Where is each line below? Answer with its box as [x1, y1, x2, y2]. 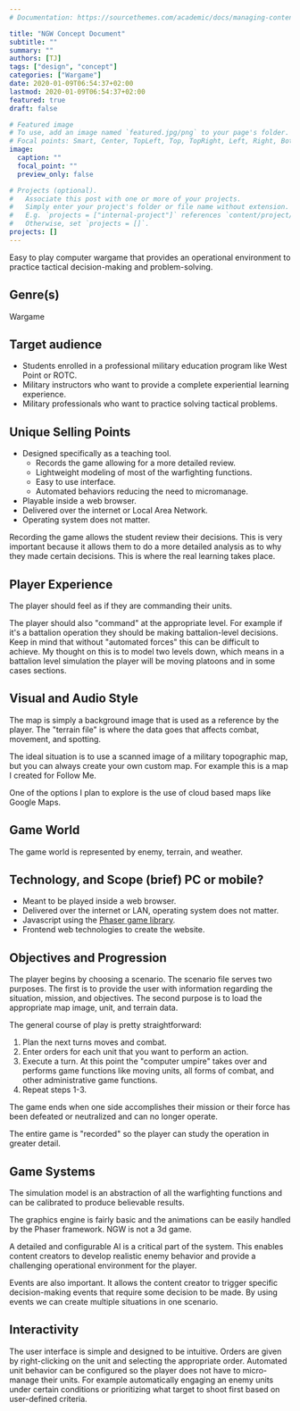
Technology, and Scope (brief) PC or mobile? [9, 872, 264, 888]
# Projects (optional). [9, 186, 98, 195]
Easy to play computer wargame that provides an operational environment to [9, 252, 291, 263]
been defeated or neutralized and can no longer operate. [9, 1111, 219, 1122]
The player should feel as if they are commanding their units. [9, 600, 233, 611]
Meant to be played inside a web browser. [21, 896, 177, 906]
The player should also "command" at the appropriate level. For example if [9, 618, 283, 628]
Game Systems [9, 1164, 96, 1179]
